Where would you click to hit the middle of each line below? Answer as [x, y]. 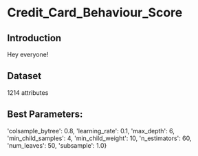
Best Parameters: [45, 114]
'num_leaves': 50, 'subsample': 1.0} [57, 145]
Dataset [24, 76]
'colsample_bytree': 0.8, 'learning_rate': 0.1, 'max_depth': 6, [91, 131]
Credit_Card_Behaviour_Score [95, 13]
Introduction [34, 38]
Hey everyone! [28, 54]
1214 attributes [28, 92]
